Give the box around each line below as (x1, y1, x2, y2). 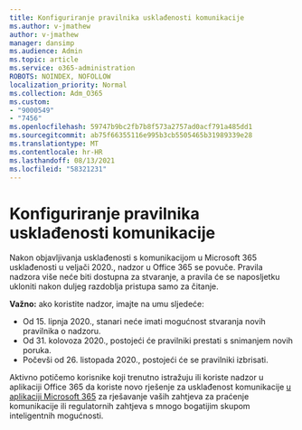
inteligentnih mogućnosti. (9, 410, 104, 421)
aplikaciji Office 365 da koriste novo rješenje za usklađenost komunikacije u (9, 381, 292, 393)
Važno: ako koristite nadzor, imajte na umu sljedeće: (9, 299, 205, 310)
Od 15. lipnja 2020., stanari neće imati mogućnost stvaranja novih (22, 316, 267, 327)
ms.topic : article (9, 55, 79, 64)
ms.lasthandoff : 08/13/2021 (9, 155, 116, 165)
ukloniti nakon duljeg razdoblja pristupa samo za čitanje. (9, 281, 219, 292)
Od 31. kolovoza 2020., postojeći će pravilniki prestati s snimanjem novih (22, 335, 294, 346)
